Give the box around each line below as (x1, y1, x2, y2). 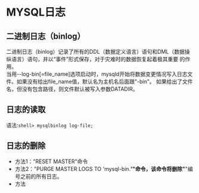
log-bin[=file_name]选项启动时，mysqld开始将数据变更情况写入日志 (21, 71, 188, 78)
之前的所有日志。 (20, 173, 63, 180)
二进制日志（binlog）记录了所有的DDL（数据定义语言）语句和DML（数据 (6, 48, 185, 55)
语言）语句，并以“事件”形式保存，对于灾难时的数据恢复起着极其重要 (11, 56, 179, 63)
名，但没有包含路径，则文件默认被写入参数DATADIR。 (6, 85, 139, 93)
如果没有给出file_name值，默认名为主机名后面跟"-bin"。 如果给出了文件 (16, 78, 193, 85)
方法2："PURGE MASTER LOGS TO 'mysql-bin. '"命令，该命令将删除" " (14, 165, 188, 172)
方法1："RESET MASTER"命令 (14, 158, 88, 165)
